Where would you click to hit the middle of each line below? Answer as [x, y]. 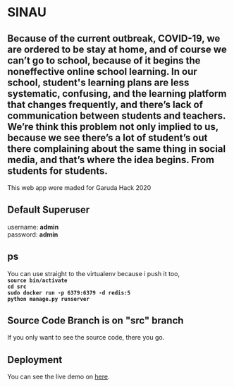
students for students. [57, 171]
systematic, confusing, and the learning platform [117, 94]
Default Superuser [49, 210]
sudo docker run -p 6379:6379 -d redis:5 [69, 293]
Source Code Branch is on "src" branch [96, 321]
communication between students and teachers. [117, 115]
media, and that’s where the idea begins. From [111, 160]
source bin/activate [38, 280]
